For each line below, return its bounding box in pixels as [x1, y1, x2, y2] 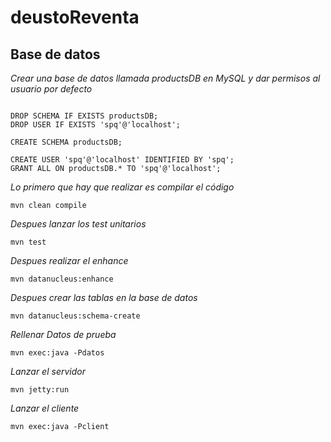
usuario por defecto [10, 83, 93, 95]
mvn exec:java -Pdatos [10, 348, 105, 358]
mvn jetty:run [10, 385, 70, 395]
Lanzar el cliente [10, 402, 80, 414]
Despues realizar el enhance [10, 255, 129, 266]
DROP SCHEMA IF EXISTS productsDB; [10, 111, 159, 121]
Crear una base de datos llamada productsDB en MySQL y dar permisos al [10, 72, 321, 84]
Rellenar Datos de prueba [10, 329, 117, 340]
